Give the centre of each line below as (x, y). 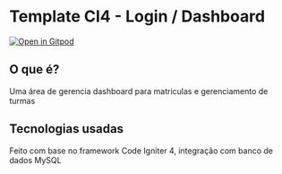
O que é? (34, 70)
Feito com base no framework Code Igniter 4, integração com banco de (141, 151)
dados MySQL (35, 160)
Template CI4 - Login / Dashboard (137, 17)
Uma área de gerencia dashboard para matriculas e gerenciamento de (139, 91)
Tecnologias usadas (66, 129)
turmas (22, 100)
